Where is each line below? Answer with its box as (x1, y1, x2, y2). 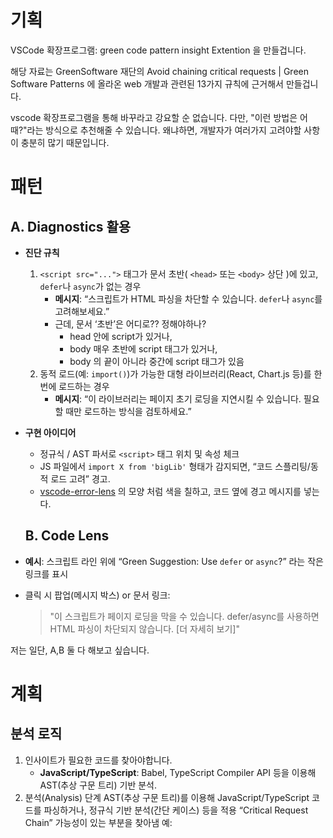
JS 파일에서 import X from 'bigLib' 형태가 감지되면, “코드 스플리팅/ (39, 460, 311, 472)
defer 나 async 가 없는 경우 (39, 280, 142, 292)
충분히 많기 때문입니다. (20, 136, 110, 148)
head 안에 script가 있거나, (69, 330, 173, 342)
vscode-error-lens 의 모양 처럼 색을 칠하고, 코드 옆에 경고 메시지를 (39, 485, 302, 497)
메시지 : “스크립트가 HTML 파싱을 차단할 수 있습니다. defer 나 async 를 (54, 292, 323, 305)
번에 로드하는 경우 (39, 380, 110, 392)
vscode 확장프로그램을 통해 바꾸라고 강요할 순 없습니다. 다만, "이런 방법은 (10, 111, 298, 123)
